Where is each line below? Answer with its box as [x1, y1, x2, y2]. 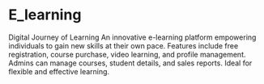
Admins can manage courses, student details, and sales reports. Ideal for [8, 58, 253, 68]
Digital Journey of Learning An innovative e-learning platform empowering [8, 32, 257, 42]
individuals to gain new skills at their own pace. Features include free [8, 40, 239, 50]
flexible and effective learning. [8, 66, 110, 76]
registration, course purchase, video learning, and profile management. [8, 49, 246, 59]
